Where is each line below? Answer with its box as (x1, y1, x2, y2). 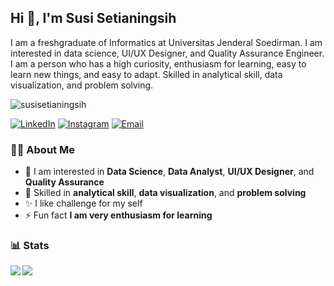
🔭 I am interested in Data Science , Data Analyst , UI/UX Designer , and (24, 166, 315, 178)
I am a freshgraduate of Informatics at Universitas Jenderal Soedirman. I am (10, 36, 323, 48)
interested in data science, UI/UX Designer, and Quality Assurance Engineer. (10, 47, 325, 59)
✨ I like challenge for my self (24, 197, 143, 210)
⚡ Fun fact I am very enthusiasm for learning (24, 209, 213, 221)
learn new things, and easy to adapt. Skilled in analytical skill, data (10, 68, 283, 80)
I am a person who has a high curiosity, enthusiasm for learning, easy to (10, 57, 307, 70)
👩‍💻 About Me (10, 142, 75, 156)
